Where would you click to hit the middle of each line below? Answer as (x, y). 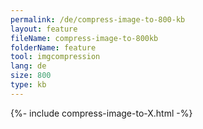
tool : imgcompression (55, 57)
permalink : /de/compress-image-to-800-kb (98, 19)
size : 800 (31, 76)
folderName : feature (53, 47)
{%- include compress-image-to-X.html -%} (101, 113)
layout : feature (44, 29)
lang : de (28, 66)
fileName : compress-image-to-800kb (84, 38)
